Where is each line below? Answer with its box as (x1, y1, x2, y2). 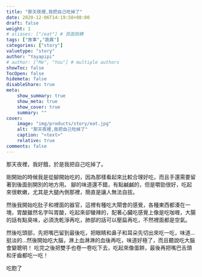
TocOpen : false (6, 70, 44, 76)
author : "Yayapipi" (6, 54, 55, 60)
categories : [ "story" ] (6, 43, 63, 49)
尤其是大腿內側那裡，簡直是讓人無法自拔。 (32, 188, 138, 196)
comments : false (6, 143, 47, 149)
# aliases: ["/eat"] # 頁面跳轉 (6, 31, 84, 37)
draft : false (6, 20, 39, 26)
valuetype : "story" (6, 48, 55, 54)
